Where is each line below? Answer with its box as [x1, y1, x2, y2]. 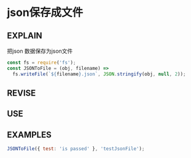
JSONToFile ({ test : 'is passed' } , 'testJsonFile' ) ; [7, 146, 145, 152]
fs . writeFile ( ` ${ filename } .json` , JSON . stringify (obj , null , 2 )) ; [12, 71, 186, 77]
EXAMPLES [7, 129, 52, 140]
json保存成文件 [7, 6, 84, 20]
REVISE [7, 88, 36, 99]
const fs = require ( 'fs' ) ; [7, 59, 76, 66]
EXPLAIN [7, 30, 42, 40]
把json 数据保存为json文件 [7, 47, 73, 55]
